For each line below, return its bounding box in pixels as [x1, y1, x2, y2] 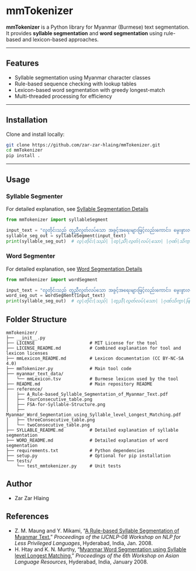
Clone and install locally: [6, 131, 65, 138]
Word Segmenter [6, 252, 55, 260]
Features [6, 59, 39, 69]
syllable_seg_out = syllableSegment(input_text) [6, 232, 127, 238]
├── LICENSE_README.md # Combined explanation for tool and [6, 345, 181, 351]
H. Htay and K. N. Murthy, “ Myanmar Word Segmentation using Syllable [14, 546, 187, 553]
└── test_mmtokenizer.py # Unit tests [16, 463, 121, 469]
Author [6, 479, 32, 489]
